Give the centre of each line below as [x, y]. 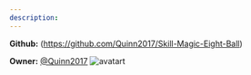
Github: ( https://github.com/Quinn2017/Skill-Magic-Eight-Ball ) [126, 43]
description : [34, 18]
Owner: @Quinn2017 [49, 61]
